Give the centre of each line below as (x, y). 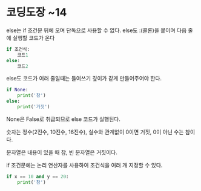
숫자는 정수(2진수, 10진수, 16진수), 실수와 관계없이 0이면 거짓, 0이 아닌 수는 (95, 132)
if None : (17, 90)
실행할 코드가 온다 (34, 37)
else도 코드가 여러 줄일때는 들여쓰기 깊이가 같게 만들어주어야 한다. (84, 79)
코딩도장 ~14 (37, 12)
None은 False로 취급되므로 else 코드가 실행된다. (64, 119)
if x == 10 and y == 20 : (38, 176)
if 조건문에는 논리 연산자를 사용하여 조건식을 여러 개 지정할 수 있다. (84, 165)
